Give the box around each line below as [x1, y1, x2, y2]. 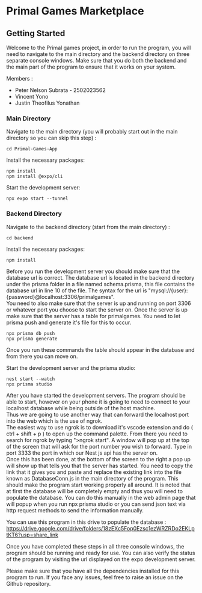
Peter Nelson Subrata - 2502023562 [14, 87, 106, 94]
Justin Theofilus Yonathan [14, 99, 80, 106]
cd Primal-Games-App [6, 146, 58, 152]
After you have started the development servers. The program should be [6, 392, 186, 399]
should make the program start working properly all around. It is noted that [6, 481, 191, 488]
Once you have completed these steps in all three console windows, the [6, 542, 185, 550]
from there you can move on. [6, 352, 78, 360]
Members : [6, 75, 33, 82]
